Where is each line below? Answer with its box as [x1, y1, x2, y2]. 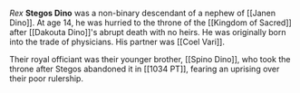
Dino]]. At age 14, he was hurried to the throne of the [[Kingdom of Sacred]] [9, 17, 292, 28]
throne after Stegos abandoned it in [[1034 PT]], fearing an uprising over [9, 63, 280, 74]
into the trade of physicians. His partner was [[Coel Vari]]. [9, 36, 225, 47]
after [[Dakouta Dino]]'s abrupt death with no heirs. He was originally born [9, 27, 286, 37]
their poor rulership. [9, 73, 84, 84]
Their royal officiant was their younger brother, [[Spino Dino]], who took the [9, 54, 291, 64]
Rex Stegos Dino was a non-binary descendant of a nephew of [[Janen [9, 8, 276, 18]
